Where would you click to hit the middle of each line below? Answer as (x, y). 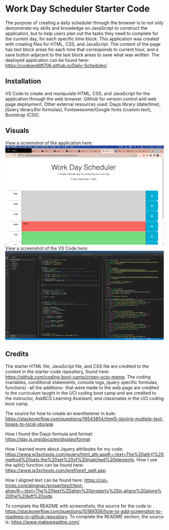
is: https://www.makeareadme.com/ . (43, 522)
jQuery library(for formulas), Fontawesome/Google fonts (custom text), (78, 109)
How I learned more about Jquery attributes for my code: (64, 449)
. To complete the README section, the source (115, 516)
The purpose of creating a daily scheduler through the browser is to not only (84, 23)
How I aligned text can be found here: (44, 480)
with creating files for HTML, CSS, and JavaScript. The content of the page (83, 44)
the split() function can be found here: (45, 465)
